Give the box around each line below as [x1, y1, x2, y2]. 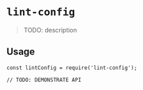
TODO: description [23, 26, 78, 34]
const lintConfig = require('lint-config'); [6, 64, 137, 71]
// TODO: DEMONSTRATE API [6, 76, 81, 83]
